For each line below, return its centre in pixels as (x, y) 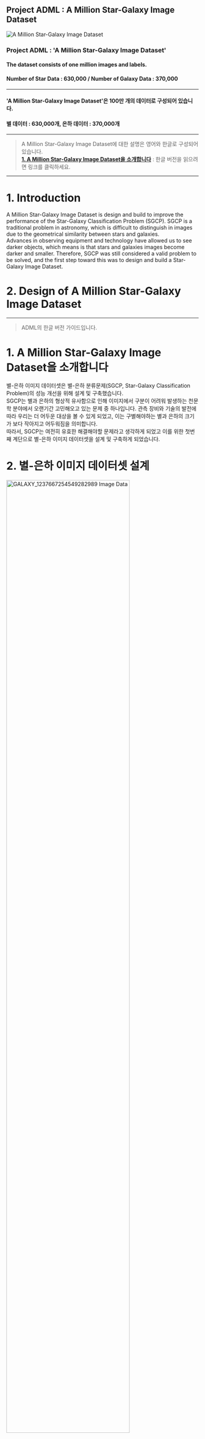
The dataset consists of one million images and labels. (77, 65)
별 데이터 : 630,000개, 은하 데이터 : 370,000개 (63, 123)
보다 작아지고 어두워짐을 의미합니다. (55, 424)
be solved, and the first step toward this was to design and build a (89, 260)
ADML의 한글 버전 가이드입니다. (59, 328)
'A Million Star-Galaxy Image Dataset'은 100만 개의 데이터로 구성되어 (92, 101)
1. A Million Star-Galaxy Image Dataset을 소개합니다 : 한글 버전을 (101, 159)
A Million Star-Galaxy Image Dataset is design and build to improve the (95, 215)
